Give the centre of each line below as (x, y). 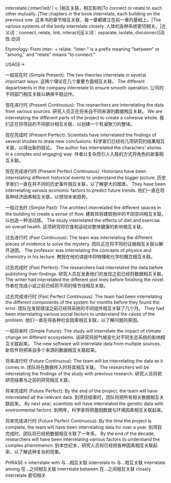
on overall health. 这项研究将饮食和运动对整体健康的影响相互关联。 (76, 227)
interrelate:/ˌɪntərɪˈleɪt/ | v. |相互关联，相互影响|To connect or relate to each (84, 8)
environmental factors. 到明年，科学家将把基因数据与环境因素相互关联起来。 (86, 410)
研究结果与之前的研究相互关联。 (39, 380)
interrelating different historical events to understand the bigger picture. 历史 (86, 177)
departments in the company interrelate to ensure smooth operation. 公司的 (85, 88)
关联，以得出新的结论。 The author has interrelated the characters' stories (83, 148)
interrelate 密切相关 (26, 475)
